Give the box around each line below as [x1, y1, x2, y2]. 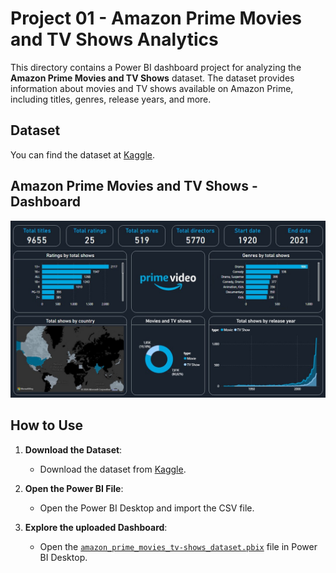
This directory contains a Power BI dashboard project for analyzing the [10, 61, 302, 73]
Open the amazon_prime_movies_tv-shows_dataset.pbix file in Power [39, 540, 318, 552]
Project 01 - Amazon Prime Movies [10, 7, 303, 30]
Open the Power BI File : [24, 482, 124, 494]
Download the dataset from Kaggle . [39, 463, 187, 475]
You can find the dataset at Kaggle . [10, 148, 155, 161]
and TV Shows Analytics [10, 28, 219, 51]
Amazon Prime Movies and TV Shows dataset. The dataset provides [10, 72, 295, 84]
